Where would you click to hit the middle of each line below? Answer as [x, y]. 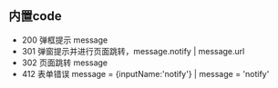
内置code [35, 16]
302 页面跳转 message [65, 63]
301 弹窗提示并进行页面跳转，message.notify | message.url [133, 51]
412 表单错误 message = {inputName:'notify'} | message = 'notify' [145, 73]
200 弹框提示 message [65, 40]
